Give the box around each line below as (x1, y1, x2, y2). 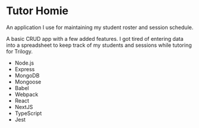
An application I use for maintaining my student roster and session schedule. (6, 24, 194, 31)
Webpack (14, 91, 39, 98)
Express (14, 65, 35, 72)
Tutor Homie (6, 4, 69, 18)
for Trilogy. (6, 47, 33, 55)
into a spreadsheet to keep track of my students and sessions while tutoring (6, 41, 192, 49)
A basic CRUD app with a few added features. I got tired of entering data (6, 35, 184, 42)
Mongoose (14, 78, 42, 85)
